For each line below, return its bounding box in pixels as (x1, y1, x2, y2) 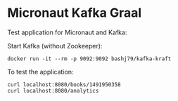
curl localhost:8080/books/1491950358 (7, 81, 121, 88)
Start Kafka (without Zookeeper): (7, 41, 103, 50)
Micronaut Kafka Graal (7, 5, 142, 21)
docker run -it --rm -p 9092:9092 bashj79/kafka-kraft (7, 55, 172, 62)
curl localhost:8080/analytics (7, 87, 99, 94)
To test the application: (7, 67, 74, 76)
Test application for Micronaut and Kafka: (7, 28, 127, 36)
